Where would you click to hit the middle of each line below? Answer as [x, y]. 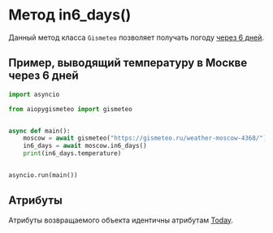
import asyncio [34, 94]
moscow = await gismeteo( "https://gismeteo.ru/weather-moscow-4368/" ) [145, 138]
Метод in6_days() [70, 15]
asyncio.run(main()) [43, 175]
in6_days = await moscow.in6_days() [85, 146]
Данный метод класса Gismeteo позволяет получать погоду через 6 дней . [136, 37]
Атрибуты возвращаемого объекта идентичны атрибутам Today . [121, 220]
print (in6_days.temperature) [72, 153]
